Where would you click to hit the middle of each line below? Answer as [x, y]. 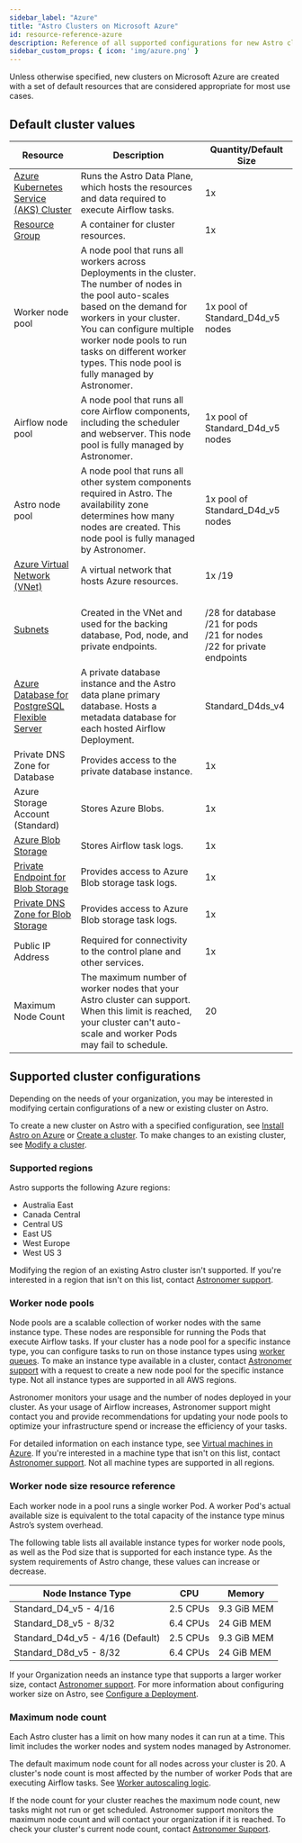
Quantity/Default [246, 149]
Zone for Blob [43, 914]
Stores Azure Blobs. [122, 809]
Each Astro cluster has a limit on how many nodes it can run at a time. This [147, 1736]
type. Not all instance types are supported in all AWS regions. [123, 1380]
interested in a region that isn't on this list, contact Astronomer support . [142, 1280]
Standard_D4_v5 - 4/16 [64, 1608]
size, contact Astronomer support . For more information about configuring [147, 1684]
